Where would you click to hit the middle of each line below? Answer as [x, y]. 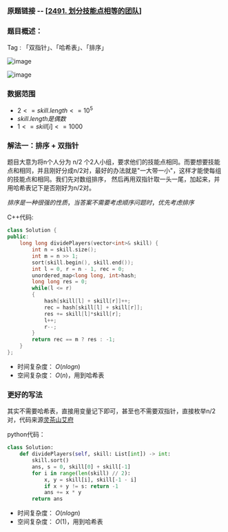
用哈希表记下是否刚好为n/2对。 [51, 188]
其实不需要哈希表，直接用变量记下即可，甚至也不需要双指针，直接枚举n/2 [111, 411]
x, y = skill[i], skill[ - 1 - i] [90, 479]
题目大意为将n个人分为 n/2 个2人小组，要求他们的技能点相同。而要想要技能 [114, 162]
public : [18, 237]
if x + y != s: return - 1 [81, 486]
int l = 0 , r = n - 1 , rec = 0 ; [79, 269]
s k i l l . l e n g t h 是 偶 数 [42, 119]
